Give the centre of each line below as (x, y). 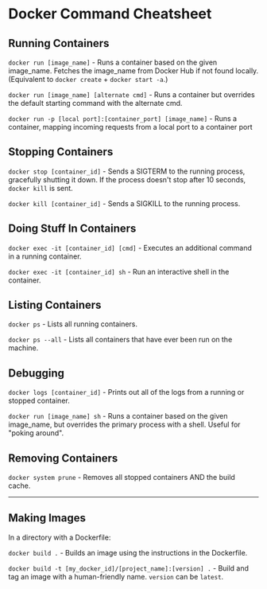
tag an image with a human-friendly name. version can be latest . (116, 576)
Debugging (37, 373)
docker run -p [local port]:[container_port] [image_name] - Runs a (122, 119)
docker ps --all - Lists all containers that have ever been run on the (120, 340)
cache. (19, 486)
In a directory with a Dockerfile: (60, 537)
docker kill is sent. (41, 188)
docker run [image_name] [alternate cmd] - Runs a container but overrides (132, 95)
